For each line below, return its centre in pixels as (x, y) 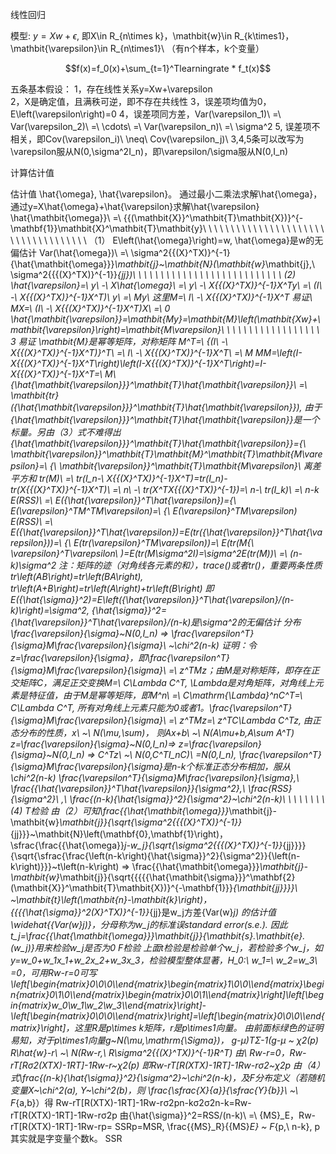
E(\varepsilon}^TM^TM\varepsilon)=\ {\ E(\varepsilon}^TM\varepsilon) (154, 511)
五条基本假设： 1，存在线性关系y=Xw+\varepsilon (111, 89)
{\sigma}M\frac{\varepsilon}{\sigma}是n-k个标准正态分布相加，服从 (151, 766)
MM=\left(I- (278, 352)
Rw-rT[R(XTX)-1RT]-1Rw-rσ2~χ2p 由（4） (238, 1065)
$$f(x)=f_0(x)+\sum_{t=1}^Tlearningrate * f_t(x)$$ (168, 68)
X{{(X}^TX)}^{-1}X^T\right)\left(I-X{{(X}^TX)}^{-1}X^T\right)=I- (138, 363)
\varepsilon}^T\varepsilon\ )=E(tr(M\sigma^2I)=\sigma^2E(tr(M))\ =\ (149, 553)
